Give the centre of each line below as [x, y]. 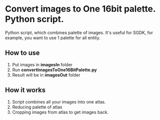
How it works [25, 90]
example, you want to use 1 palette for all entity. [53, 38]
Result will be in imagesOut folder [46, 75]
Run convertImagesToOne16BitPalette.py [54, 70]
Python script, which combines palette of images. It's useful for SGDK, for [79, 32]
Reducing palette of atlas [37, 107]
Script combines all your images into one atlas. [59, 102]
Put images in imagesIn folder [42, 64]
